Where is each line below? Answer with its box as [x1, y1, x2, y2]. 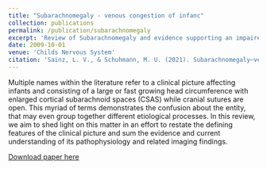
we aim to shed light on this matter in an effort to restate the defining [8, 120, 233, 129]
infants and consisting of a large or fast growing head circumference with [8, 86, 249, 95]
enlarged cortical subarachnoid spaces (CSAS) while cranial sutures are [8, 94, 244, 104]
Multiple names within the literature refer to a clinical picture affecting [8, 77, 236, 87]
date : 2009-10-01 [8, 41, 66, 49]
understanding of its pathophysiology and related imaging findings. [8, 136, 228, 146]
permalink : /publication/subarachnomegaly [8, 26, 151, 34]
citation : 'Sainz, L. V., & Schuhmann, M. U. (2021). [8, 56, 191, 64]
